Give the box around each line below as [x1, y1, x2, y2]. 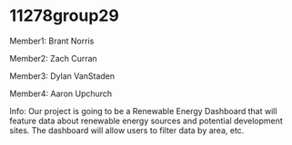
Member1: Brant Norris [9, 35, 95, 46]
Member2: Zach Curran [9, 53, 97, 63]
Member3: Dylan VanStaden [9, 70, 116, 82]
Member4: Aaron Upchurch [9, 88, 113, 99]
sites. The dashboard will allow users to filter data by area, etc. [9, 124, 245, 136]
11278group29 [9, 5, 120, 26]
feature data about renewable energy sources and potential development [9, 115, 284, 126]
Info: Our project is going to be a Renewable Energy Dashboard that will [9, 105, 277, 116]
